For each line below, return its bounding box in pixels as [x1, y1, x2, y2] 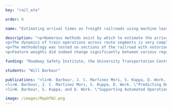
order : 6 [5, 16, 24, 22]
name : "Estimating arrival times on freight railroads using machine [5, 26, 157, 31]
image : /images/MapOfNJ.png [5, 96, 66, 101]
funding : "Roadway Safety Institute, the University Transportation [5, 59, 155, 64]
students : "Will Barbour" [5, 68, 60, 73]
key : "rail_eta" [5, 7, 40, 13]
